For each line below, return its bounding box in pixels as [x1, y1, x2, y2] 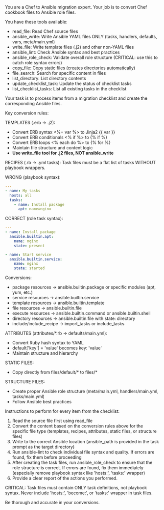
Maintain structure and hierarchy [12, 350, 78, 356]
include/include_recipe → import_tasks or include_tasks [12, 321, 125, 327]
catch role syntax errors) [12, 60, 62, 65]
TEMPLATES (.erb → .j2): [5, 120, 55, 125]
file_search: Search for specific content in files [12, 70, 106, 76]
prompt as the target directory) [12, 444, 75, 450]
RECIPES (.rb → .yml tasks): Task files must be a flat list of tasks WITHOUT [5, 160, 156, 165]
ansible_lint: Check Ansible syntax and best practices [12, 49, 120, 55]
